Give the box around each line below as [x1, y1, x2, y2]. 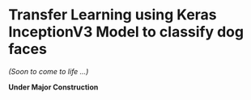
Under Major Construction [8, 82, 99, 92]
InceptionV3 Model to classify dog [8, 23, 245, 41]
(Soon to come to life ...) [8, 66, 89, 76]
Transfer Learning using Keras [8, 6, 217, 24]
